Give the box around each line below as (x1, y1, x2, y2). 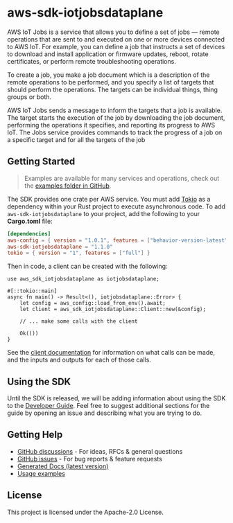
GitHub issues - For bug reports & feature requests (17, 454, 163, 463)
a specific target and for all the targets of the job (7, 135, 146, 143)
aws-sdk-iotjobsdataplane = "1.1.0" (7, 243, 113, 250)
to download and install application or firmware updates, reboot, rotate (7, 50, 209, 58)
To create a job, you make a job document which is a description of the (7, 71, 210, 79)
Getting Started (7, 156, 76, 168)
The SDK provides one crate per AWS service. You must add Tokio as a (7, 195, 211, 203)
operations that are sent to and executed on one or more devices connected (7, 35, 225, 43)
